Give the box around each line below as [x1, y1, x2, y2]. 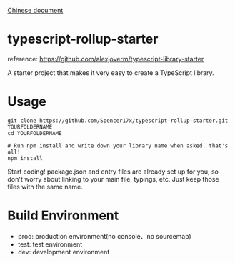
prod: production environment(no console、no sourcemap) [17, 232, 191, 240]
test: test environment [17, 239, 83, 249]
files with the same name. [7, 182, 84, 191]
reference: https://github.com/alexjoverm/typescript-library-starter [7, 54, 204, 63]
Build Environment [7, 207, 119, 224]
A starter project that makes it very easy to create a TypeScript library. [7, 68, 214, 77]
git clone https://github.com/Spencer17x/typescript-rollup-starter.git [7, 117, 229, 124]
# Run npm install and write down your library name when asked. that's [7, 142, 229, 149]
